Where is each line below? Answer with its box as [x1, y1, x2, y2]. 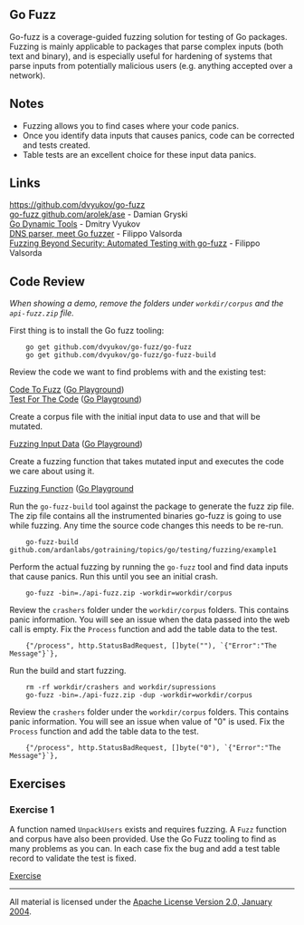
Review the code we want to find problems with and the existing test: [9, 366, 267, 377]
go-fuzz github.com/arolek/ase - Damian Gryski [9, 209, 188, 220]
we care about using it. [9, 466, 95, 477]
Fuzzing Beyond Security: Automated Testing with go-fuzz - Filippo [9, 238, 261, 248]
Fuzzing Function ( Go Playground [9, 483, 134, 494]
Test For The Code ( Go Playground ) [9, 394, 142, 404]
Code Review [9, 274, 86, 289]
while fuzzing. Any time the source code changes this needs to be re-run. [9, 521, 284, 531]
